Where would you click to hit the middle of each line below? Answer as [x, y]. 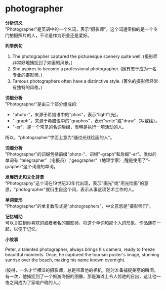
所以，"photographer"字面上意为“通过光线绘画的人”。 [60, 137]
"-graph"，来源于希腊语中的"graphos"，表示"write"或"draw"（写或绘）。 [86, 121]
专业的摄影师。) [27, 75]
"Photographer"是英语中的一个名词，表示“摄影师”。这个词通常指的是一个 [79, 29]
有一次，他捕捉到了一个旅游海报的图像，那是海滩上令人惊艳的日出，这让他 [81, 276]
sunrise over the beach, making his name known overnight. [65, 260]
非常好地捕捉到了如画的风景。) [42, 62]
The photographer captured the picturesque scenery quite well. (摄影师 [85, 56]
